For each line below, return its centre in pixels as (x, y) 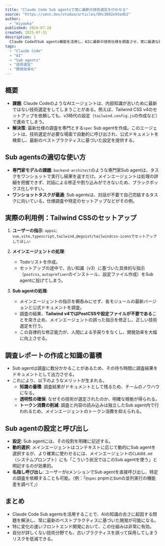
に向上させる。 (35, 339)
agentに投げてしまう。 (42, 280)
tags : (11, 46)
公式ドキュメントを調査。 (58, 307)
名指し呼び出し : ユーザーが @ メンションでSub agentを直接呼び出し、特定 (85, 472)
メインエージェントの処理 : (39, 251)
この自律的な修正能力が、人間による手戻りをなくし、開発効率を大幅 (88, 332)
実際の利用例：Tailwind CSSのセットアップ (71, 218)
